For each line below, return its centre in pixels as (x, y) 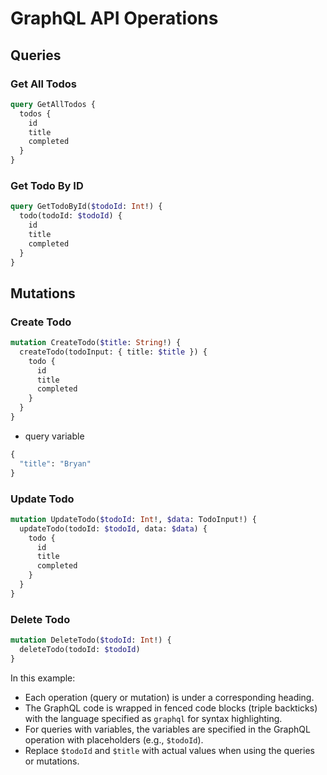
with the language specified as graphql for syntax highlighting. (153, 718)
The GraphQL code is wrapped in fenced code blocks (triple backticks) (171, 708)
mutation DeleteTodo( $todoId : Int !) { (91, 640)
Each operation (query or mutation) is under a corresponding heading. (169, 697)
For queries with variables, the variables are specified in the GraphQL (167, 729)
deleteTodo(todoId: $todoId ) (80, 649)
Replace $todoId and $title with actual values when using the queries (169, 750)
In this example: (43, 678)
